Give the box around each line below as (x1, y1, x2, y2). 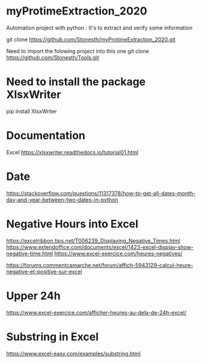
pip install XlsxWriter (6, 107, 57, 115)
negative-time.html (6, 250, 53, 257)
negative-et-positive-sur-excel (6, 268, 82, 275)
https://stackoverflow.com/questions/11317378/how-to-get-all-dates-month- (6, 190, 196, 197)
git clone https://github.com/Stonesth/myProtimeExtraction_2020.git (6, 36, 176, 43)
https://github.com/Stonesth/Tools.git (6, 54, 99, 61)
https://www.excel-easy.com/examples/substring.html (6, 350, 141, 357)
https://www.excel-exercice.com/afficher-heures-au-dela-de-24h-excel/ (6, 309, 187, 316)
